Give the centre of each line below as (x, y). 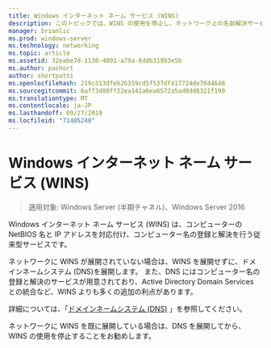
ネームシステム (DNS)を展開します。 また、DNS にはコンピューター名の (141, 271)
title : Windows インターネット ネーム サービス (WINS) (94, 16)
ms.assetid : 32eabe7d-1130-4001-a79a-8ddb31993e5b (95, 61)
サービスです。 (47, 244)
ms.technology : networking (54, 46)
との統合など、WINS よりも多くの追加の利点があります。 (103, 292)
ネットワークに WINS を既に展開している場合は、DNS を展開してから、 (127, 325)
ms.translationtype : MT (48, 98)
